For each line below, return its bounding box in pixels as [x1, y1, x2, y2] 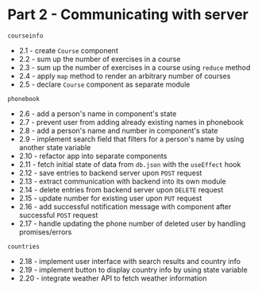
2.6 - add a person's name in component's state [18, 109, 177, 118]
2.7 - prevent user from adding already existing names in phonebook [18, 117, 244, 126]
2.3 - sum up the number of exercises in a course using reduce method [18, 62, 251, 72]
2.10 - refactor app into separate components [18, 151, 168, 161]
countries [7, 242, 40, 250]
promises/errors [18, 227, 72, 236]
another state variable [18, 142, 91, 152]
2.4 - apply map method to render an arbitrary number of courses [18, 71, 231, 80]
